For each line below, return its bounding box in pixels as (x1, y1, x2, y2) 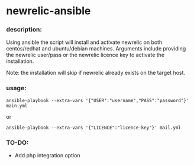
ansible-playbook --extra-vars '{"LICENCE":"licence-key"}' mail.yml (6, 125, 182, 131)
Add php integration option (14, 152, 81, 159)
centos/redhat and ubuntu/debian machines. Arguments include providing (6, 45, 186, 52)
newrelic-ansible (6, 4, 91, 18)
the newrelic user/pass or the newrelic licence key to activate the (6, 52, 164, 59)
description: (6, 26, 43, 34)
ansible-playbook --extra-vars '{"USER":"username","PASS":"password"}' (6, 97, 189, 103)
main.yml (6, 103, 28, 109)
